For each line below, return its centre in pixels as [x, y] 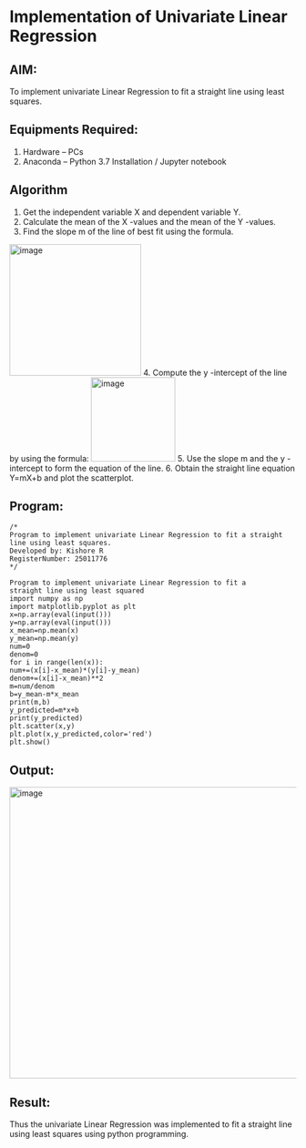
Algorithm [39, 190]
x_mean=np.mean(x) [44, 631]
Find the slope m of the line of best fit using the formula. [128, 231]
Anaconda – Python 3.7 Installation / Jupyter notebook [124, 161]
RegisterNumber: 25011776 [58, 559]
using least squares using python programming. [99, 1134]
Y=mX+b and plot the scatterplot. [72, 477]
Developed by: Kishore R [56, 551]
